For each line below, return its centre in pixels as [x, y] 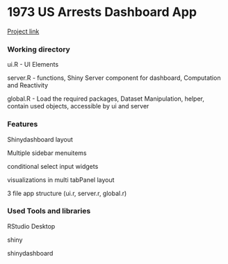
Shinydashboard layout [40, 139]
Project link [23, 31]
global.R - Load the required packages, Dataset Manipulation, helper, [106, 99]
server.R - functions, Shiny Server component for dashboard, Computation [114, 78]
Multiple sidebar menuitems [47, 153]
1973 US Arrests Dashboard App [102, 12]
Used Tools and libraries [49, 211]
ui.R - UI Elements [33, 65]
